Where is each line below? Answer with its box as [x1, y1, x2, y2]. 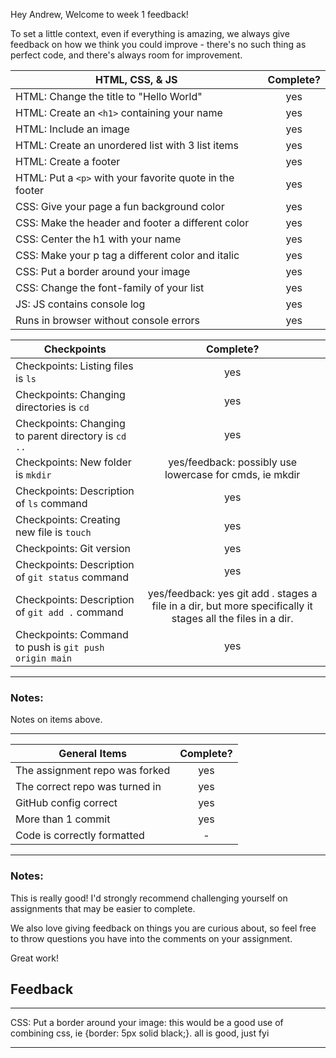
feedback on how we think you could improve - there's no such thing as [10, 39, 307, 50]
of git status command [15, 570, 129, 584]
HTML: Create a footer [15, 155, 121, 168]
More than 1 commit [15, 812, 111, 826]
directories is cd [15, 400, 90, 414]
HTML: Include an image [15, 122, 130, 136]
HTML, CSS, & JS [95, 73, 178, 86]
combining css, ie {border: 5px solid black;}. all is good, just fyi [10, 1027, 270, 1039]
